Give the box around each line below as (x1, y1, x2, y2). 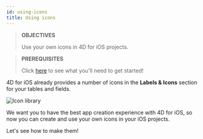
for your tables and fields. (6, 85, 71, 92)
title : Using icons (6, 15, 56, 21)
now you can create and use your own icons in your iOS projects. (6, 115, 170, 123)
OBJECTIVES (21, 31, 56, 38)
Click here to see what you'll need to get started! (21, 66, 144, 74)
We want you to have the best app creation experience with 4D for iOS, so (6, 109, 193, 116)
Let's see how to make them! (6, 127, 79, 134)
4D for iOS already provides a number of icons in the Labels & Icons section (6, 79, 198, 86)
